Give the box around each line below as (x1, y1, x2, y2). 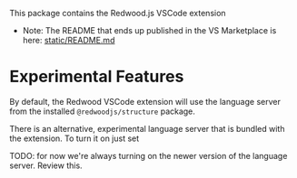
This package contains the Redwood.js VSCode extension (9, 8, 226, 18)
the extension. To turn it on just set (9, 133, 140, 144)
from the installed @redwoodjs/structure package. (9, 106, 195, 117)
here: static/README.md (22, 35, 115, 45)
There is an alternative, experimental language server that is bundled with (9, 123, 285, 134)
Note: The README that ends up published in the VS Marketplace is (22, 25, 277, 35)
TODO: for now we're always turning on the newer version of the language (9, 150, 288, 161)
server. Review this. (9, 160, 84, 171)
